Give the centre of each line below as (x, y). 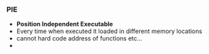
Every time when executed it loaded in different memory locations (109, 31)
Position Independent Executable (65, 24)
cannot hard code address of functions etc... (79, 38)
